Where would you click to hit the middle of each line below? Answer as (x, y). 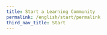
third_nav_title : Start (36, 23)
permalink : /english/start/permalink (53, 17)
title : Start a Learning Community (51, 12)
